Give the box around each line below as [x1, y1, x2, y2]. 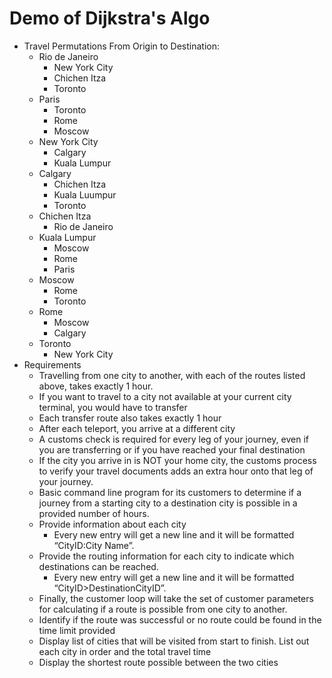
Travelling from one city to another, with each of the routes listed [38, 369, 306, 381]
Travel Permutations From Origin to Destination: [23, 40, 220, 52]
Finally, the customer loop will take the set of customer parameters [38, 592, 314, 604]
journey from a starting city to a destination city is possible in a [38, 497, 298, 509]
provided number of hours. [38, 507, 150, 519]
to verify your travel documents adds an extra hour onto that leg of [38, 465, 314, 477]
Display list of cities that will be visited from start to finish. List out [38, 635, 310, 647]
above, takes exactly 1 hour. [38, 380, 154, 392]
